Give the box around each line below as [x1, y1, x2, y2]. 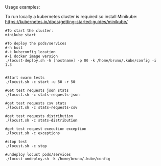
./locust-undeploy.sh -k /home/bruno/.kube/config [5, 156, 111, 161]
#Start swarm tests [5, 75, 45, 80]
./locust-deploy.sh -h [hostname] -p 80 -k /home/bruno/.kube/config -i [5, 58, 157, 63]
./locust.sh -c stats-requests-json [5, 92, 80, 97]
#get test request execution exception [5, 126, 87, 131]
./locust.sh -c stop [5, 144, 47, 148]
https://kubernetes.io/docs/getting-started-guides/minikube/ [5, 19, 128, 24]
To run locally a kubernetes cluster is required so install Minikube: [5, 14, 138, 19]
